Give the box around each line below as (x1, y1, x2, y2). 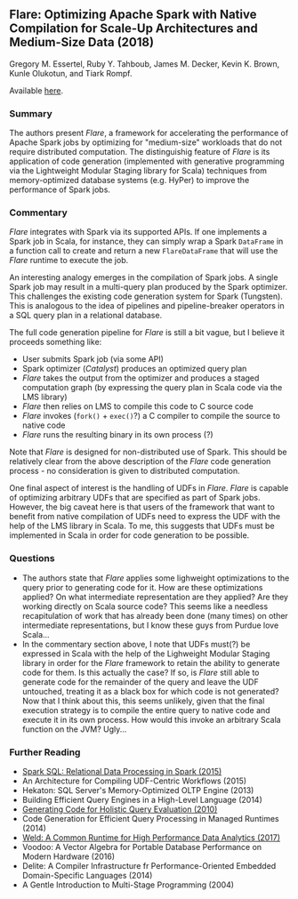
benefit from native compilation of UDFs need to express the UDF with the (9, 511, 281, 522)
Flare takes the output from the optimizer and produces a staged (21, 373, 260, 383)
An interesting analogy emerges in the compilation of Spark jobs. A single (9, 272, 278, 283)
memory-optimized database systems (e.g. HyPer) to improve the (9, 175, 250, 186)
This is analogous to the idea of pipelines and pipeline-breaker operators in (9, 301, 285, 311)
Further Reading (9, 746, 81, 759)
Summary (9, 107, 53, 119)
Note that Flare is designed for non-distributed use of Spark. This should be (9, 446, 287, 457)
